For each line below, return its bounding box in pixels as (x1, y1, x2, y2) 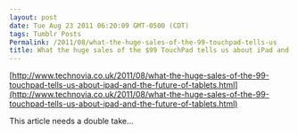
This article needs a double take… (9, 116, 134, 127)
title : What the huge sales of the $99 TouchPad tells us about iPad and (9, 46, 290, 55)
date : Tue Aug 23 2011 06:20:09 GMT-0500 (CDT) (9, 21, 190, 30)
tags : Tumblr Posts (9, 29, 82, 38)
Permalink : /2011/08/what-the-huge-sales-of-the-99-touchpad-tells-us (9, 37, 277, 47)
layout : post (9, 12, 58, 22)
